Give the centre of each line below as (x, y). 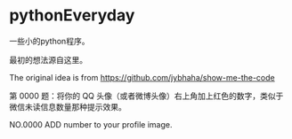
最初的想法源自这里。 (48, 59)
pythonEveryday (72, 15)
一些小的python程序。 (49, 41)
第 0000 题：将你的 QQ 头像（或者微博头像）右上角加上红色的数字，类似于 (146, 96)
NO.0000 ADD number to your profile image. (91, 124)
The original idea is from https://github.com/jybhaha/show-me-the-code (142, 77)
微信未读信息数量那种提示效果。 (68, 106)
